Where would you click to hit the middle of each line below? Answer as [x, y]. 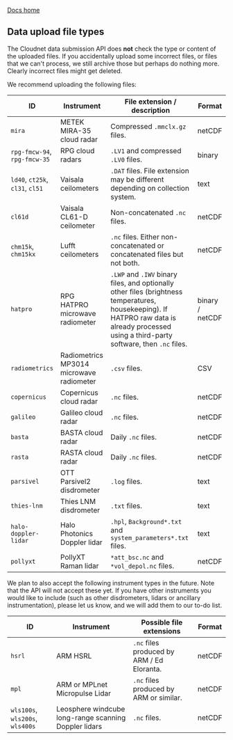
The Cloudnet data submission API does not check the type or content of [112, 49]
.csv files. [127, 368]
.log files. [127, 481]
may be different [137, 179]
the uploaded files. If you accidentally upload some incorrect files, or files [112, 56]
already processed [141, 326]
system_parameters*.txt [150, 538]
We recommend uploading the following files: [72, 84]
